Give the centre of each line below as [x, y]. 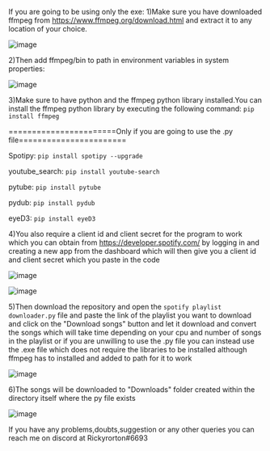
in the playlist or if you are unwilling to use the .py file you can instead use [131, 341]
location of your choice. [48, 29]
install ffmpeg [34, 116]
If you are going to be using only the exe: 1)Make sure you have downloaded [135, 12]
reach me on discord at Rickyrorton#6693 [78, 438]
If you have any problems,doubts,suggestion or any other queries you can [131, 429]
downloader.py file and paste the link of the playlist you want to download [130, 315]
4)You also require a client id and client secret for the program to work [125, 234]
